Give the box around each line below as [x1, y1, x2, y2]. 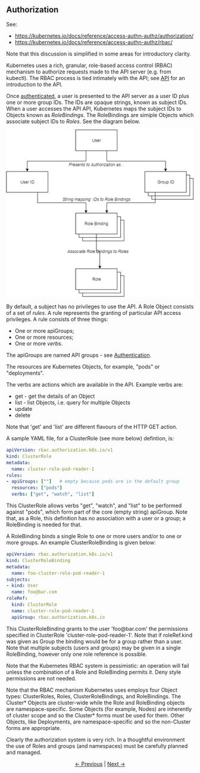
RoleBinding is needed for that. [6, 521, 82, 528]
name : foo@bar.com [11, 589, 58, 595]
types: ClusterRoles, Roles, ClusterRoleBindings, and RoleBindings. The [6, 692, 182, 700]
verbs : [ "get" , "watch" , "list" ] [11, 491, 95, 498]
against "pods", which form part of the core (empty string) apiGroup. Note [6, 508, 187, 516]
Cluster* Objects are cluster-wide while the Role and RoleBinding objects [6, 699, 185, 706]
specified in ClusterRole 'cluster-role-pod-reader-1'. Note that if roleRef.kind [6, 631, 192, 639]
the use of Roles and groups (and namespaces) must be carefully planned [6, 742, 188, 749]
